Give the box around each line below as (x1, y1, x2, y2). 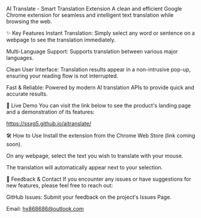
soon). (6, 141, 22, 148)
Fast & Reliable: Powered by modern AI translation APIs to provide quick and (6, 84, 194, 91)
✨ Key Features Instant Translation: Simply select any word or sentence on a (6, 29, 195, 37)
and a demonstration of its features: (6, 108, 95, 115)
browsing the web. (6, 18, 52, 25)
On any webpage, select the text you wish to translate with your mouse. (6, 153, 184, 159)
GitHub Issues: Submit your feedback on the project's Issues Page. (6, 193, 172, 201)
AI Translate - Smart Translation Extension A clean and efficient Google (6, 5, 182, 12)
